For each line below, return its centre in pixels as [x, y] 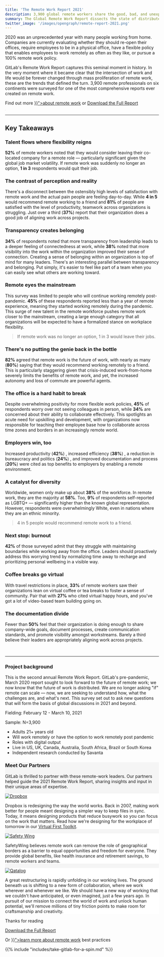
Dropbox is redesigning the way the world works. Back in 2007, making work [82, 806]
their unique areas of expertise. [37, 786]
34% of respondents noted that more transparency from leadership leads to [82, 241]
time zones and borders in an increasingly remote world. [62, 430]
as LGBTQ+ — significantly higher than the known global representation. [78, 503]
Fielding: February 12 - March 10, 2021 [43, 713]
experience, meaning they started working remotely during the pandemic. [79, 306]
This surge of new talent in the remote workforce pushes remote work [75, 311]
